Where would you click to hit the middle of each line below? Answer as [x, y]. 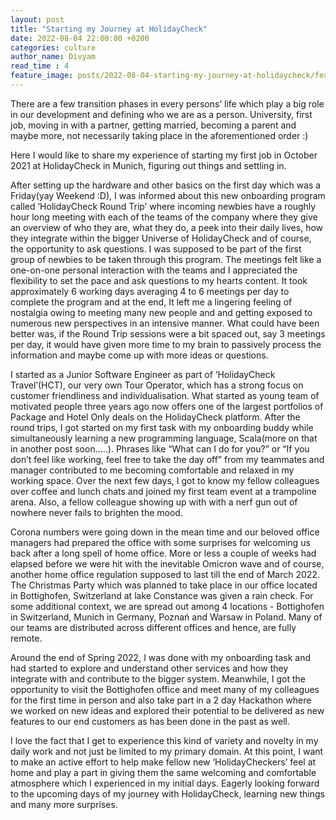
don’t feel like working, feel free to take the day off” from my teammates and [167, 459]
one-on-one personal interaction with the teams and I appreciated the [154, 270]
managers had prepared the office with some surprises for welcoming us [160, 542]
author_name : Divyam [53, 57]
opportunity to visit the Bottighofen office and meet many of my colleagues [165, 689]
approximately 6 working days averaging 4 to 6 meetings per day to [150, 291]
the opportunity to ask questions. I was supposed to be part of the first [156, 248]
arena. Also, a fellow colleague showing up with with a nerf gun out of [154, 502]
